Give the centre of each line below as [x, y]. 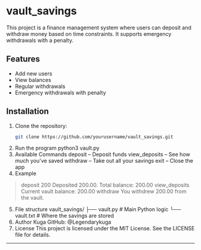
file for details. [33, 235]
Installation [28, 112]
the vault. [32, 198]
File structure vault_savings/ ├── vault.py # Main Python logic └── [98, 209]
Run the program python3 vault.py [57, 148]
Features [23, 59]
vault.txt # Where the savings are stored [64, 216]
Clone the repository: [41, 126]
